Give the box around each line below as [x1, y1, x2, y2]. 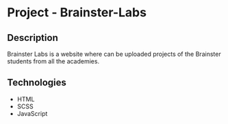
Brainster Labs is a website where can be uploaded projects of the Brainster [7, 50, 221, 58]
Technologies [7, 77, 67, 89]
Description [7, 32, 58, 44]
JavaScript [16, 109, 48, 117]
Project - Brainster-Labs [7, 5, 147, 20]
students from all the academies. [7, 57, 100, 65]
